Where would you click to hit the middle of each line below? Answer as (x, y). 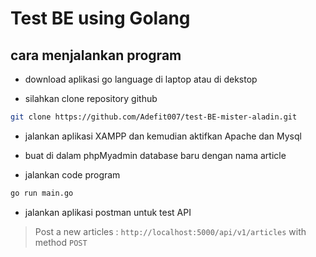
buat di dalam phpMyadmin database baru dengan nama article (155, 155)
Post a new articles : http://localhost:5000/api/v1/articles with (170, 231)
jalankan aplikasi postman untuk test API (108, 212)
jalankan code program (72, 174)
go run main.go (42, 193)
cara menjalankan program (96, 55)
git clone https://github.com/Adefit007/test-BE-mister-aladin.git (154, 117)
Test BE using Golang (100, 18)
